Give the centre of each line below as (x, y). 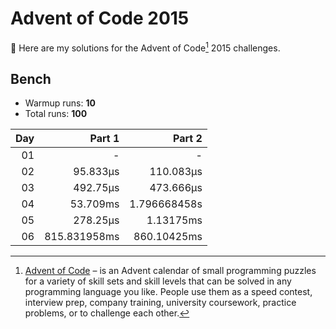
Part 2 (188, 139)
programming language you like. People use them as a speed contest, (168, 292)
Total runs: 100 (56, 114)
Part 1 (104, 139)
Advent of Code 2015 (100, 18)
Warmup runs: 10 (60, 103)
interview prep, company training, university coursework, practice (160, 303)
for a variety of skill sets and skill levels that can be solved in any (158, 281)
